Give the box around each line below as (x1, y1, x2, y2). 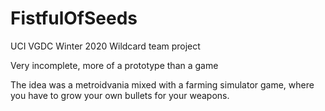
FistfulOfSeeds (10, 7, 138, 30)
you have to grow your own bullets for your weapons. (10, 89, 230, 101)
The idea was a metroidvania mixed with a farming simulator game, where (10, 78, 315, 91)
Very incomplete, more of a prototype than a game (10, 59, 219, 71)
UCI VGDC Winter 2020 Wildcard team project (10, 40, 201, 52)
